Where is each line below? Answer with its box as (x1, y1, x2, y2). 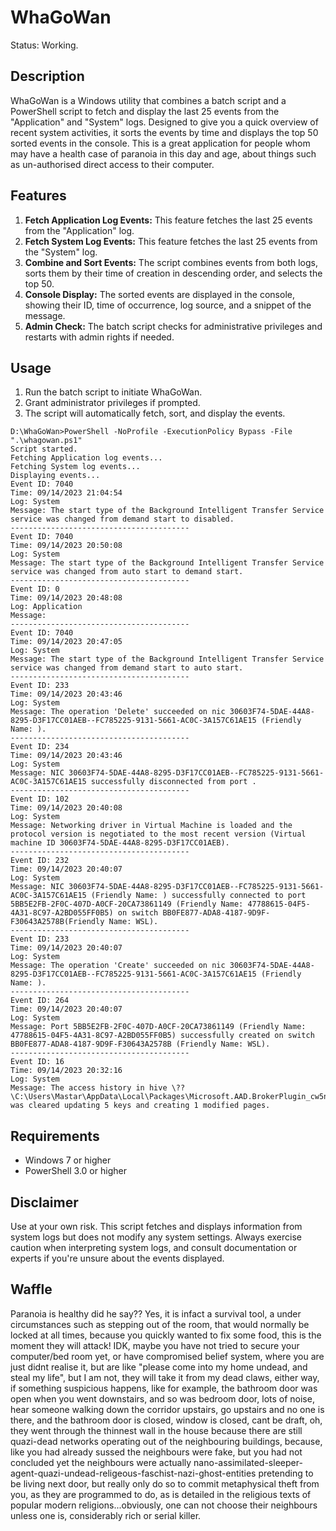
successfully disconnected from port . (90, 777, 257, 787)
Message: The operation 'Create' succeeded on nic (10, 961, 226, 971)
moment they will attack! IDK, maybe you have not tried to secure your (10, 1339, 300, 1351)
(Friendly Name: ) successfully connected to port (90, 891, 307, 901)
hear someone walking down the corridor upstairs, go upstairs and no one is (10, 1403, 325, 1415)
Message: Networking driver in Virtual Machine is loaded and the (10, 821, 293, 831)
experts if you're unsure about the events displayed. (10, 1252, 225, 1264)
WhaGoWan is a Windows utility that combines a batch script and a (10, 94, 287, 106)
